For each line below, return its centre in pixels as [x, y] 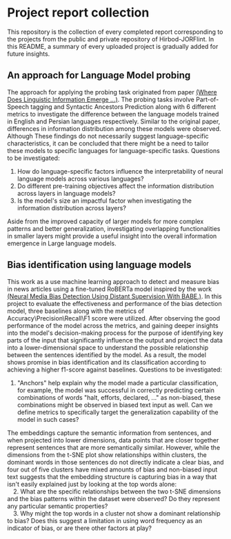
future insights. [29, 54]
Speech [18, 106]
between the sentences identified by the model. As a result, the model [107, 355]
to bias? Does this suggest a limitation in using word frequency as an [104, 520]
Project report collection [78, 13]
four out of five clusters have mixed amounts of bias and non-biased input [112, 469]
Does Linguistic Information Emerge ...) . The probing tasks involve [101, 99]
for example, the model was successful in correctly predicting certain [116, 390]
